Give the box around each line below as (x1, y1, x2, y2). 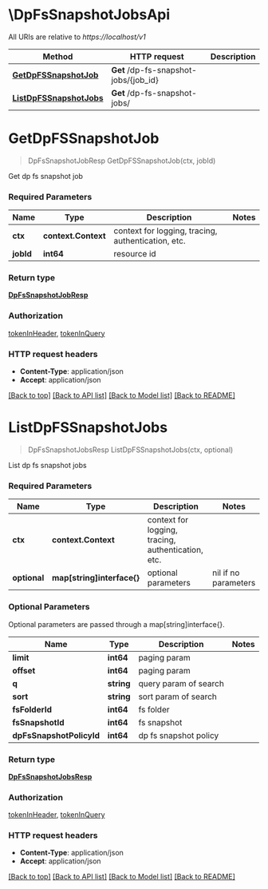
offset (12, 665, 36, 676)
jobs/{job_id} (111, 74, 160, 85)
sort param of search (138, 691, 218, 702)
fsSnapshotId (12, 716, 65, 728)
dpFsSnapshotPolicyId (12, 729, 100, 740)
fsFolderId (12, 704, 53, 715)
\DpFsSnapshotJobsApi (8, 6, 171, 24)
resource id (113, 248, 157, 260)
